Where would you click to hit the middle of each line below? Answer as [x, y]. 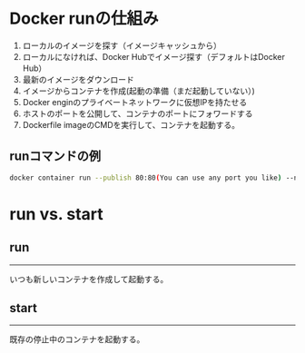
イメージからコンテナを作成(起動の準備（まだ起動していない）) [139, 91]
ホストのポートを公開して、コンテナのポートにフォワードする [138, 113]
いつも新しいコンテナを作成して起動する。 [89, 279]
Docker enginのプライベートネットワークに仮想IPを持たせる [135, 102]
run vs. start [57, 214]
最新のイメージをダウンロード [78, 79]
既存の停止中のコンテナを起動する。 [77, 339]
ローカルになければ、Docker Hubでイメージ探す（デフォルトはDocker [154, 56]
